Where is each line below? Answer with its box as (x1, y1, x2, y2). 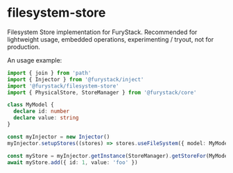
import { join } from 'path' (7, 69, 92, 76)
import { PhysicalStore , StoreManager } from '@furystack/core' (7, 89, 197, 96)
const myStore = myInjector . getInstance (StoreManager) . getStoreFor (7, 152, 207, 159)
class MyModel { (7, 101, 54, 108)
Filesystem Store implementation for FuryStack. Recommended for (7, 28, 198, 36)
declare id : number (13, 108, 70, 115)
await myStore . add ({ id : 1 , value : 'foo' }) (7, 158, 138, 166)
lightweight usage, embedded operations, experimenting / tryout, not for (7, 35, 214, 43)
